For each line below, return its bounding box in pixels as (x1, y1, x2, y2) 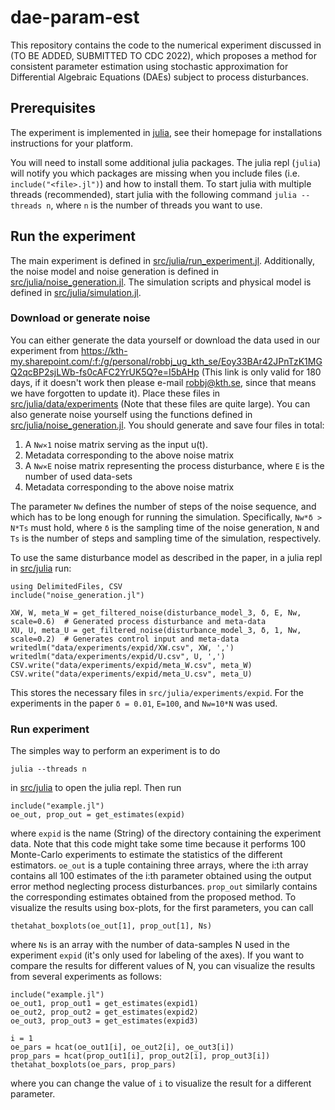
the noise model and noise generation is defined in (10, 265, 219, 277)
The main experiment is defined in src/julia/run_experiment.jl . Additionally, (10, 254, 315, 266)
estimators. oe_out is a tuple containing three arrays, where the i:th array (10, 859, 309, 871)
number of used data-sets (24, 470, 133, 482)
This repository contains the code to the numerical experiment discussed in (10, 39, 322, 51)
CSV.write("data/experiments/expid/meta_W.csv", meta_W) (10, 660, 253, 670)
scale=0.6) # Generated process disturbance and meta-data (10, 616, 267, 626)
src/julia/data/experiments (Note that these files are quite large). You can (10, 397, 311, 410)
